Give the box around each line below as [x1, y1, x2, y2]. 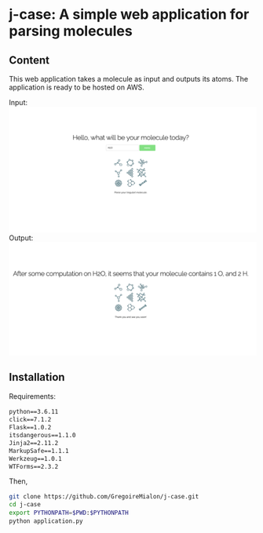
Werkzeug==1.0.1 [9, 455, 62, 462]
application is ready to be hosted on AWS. [9, 82, 144, 92]
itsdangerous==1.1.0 [9, 431, 77, 439]
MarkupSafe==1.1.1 [9, 447, 69, 455]
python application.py [9, 517, 83, 525]
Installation [9, 371, 65, 384]
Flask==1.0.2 [9, 423, 52, 431]
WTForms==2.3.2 [9, 462, 59, 470]
